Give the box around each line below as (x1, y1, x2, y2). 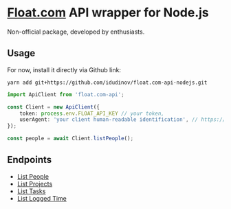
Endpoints (7, 154, 52, 166)
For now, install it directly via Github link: (7, 65, 122, 74)
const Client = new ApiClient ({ (7, 103, 100, 111)
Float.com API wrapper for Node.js (7, 5, 210, 21)
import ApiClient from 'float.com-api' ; (7, 91, 125, 98)
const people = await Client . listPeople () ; (7, 135, 134, 142)
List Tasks (16, 187, 46, 195)
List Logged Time (16, 194, 67, 202)
